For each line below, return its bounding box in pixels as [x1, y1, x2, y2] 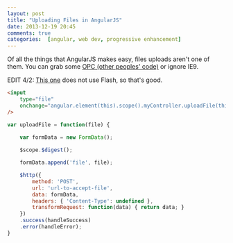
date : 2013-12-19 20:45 [7, 23, 76, 30]
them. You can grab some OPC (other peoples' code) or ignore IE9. [7, 62, 199, 71]
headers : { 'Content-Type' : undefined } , [32, 197, 154, 205]
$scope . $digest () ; [19, 146, 73, 153]
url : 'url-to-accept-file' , [32, 185, 113, 192]
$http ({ [19, 171, 42, 178]
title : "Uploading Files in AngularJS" [7, 17, 123, 24]
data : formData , [32, 191, 79, 198]
